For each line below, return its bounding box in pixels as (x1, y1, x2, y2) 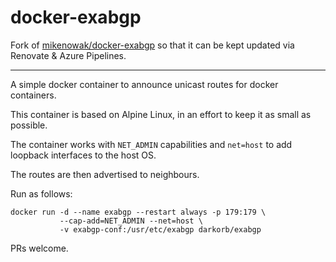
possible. (10, 119, 48, 131)
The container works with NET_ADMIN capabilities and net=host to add (10, 138, 293, 150)
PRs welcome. (10, 242, 69, 254)
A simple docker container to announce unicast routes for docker (10, 78, 279, 90)
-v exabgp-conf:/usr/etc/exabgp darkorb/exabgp (59, 224, 262, 235)
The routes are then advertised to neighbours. (10, 168, 200, 180)
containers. (10, 89, 57, 101)
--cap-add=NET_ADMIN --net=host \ (59, 216, 203, 226)
